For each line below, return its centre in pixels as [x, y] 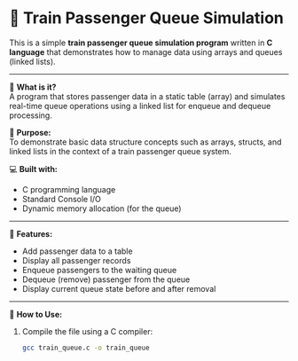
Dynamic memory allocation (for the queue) [102, 208]
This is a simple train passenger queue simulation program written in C [141, 43]
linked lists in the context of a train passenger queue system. [121, 151]
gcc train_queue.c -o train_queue [86, 348]
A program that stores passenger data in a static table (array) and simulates [147, 96]
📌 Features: [31, 233]
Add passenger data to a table [77, 251]
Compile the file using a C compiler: [87, 331]
